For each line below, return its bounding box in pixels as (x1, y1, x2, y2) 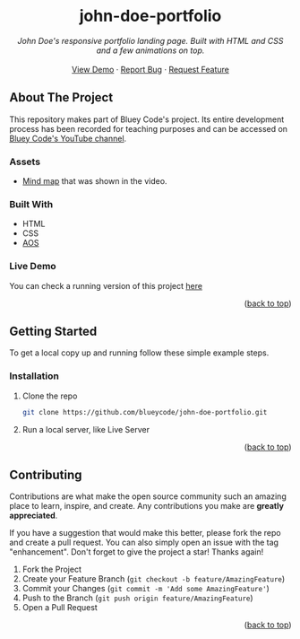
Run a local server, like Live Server (21, 424, 150, 434)
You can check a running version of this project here (9, 280, 203, 291)
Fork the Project (21, 564, 82, 575)
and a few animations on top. (96, 45, 205, 56)
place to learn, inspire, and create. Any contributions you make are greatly (9, 501, 285, 512)
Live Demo (9, 260, 56, 273)
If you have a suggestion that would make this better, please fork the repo (9, 528, 281, 538)
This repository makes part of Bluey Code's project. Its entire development (9, 114, 285, 125)
